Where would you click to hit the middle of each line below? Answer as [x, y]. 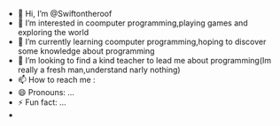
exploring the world [53, 32]
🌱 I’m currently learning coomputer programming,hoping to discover [142, 41]
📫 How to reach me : [56, 80]
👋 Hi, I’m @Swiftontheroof [65, 14]
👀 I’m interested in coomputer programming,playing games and [132, 23]
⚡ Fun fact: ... [42, 102]
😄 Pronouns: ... [46, 92]
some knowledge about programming [86, 51]
